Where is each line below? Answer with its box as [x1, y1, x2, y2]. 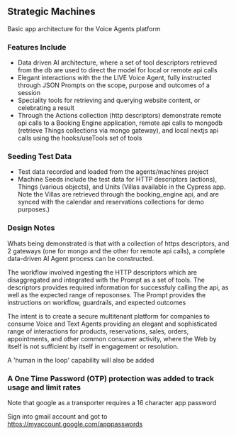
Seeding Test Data [7, 152, 72, 162]
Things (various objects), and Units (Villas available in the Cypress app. [17, 182, 226, 191]
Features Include [7, 42, 67, 52]
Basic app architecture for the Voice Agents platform [7, 24, 161, 33]
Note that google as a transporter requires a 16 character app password [7, 399, 217, 407]
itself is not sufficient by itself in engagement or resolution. [7, 342, 179, 351]
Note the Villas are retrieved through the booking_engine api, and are [17, 190, 220, 199]
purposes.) [17, 205, 50, 214]
